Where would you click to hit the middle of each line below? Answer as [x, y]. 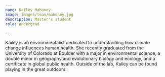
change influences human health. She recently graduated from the [75, 48]
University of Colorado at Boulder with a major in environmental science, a [83, 53]
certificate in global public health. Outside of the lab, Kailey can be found [81, 64]
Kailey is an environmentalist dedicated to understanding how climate [78, 43]
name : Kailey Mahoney [28, 10]
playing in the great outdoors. [36, 69]
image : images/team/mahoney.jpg [39, 15]
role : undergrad [22, 24]
